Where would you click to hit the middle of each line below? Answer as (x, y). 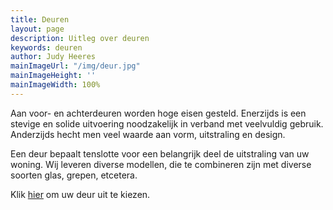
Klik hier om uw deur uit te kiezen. (80, 194)
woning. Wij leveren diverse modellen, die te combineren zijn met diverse (161, 164)
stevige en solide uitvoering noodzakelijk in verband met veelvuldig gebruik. (167, 123)
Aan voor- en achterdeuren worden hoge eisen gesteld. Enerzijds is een (158, 113)
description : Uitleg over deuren (80, 38)
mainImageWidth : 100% (55, 85)
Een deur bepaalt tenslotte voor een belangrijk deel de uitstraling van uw (160, 153)
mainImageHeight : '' (53, 76)
